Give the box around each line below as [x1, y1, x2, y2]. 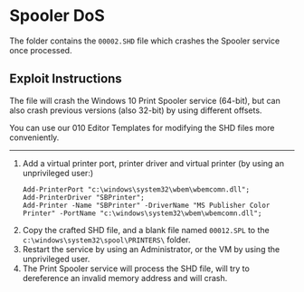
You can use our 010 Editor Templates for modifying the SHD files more [9, 122, 275, 133]
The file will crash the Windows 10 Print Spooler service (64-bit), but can [9, 95, 280, 106]
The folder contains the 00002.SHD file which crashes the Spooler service [9, 35, 280, 46]
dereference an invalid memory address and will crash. [22, 272, 228, 283]
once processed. [9, 44, 72, 55]
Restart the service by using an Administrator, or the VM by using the [22, 243, 280, 254]
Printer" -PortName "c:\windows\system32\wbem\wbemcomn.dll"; [22, 209, 262, 218]
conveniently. [9, 132, 60, 143]
